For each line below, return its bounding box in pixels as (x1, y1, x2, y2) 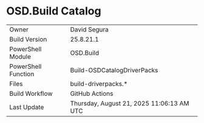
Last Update (9, 102, 44, 111)
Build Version (9, 35, 47, 43)
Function (9, 69, 35, 78)
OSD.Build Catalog (6, 4, 101, 18)
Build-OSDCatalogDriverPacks (70, 66, 158, 74)
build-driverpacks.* (70, 80, 128, 88)
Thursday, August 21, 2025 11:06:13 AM (70, 99, 189, 107)
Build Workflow (9, 89, 53, 98)
